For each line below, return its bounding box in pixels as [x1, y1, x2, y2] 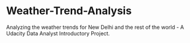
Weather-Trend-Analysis [6, 4, 132, 18]
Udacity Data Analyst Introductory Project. [6, 29, 110, 37]
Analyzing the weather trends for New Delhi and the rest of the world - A [6, 24, 185, 31]
